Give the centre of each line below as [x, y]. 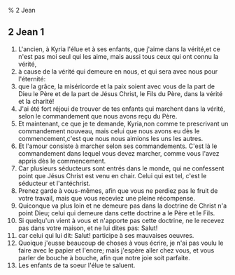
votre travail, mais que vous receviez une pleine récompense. [106, 198]
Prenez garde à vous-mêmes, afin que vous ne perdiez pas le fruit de [118, 190]
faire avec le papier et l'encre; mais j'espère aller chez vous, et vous [116, 250]
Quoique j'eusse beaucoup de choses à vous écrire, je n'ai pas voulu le [121, 243]
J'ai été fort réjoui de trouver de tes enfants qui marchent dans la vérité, [122, 109]
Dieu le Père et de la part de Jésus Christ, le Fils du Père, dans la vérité [120, 93]
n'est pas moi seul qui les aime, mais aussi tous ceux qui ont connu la [118, 56]
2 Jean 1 [26, 32]
